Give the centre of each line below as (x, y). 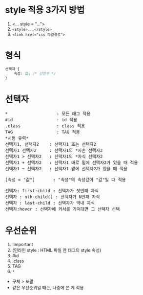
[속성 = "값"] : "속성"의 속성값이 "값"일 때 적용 (65, 180)
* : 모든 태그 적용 (48, 114)
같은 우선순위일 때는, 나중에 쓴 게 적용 (48, 288)
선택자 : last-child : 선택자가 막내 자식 (50, 203)
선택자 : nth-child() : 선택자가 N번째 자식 (52, 197)
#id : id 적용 (41, 120)
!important (22, 245)
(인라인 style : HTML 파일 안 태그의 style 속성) (57, 250)
